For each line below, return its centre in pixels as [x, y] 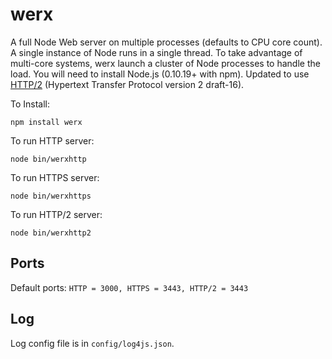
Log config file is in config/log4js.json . [92, 343]
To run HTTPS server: [55, 177]
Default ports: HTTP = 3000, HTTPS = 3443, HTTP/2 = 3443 [129, 287]
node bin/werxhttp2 [51, 233]
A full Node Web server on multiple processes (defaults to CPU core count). [166, 42]
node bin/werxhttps [51, 196]
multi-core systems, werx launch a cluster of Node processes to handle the [165, 63]
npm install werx [46, 122]
